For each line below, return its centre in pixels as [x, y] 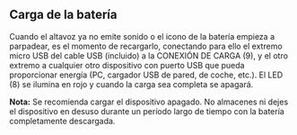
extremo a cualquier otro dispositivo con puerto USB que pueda [127, 65]
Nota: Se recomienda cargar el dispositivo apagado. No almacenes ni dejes [149, 102]
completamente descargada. [62, 121]
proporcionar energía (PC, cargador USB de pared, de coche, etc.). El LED [146, 75]
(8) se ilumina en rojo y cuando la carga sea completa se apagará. [131, 84]
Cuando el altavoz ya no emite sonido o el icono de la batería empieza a [142, 36]
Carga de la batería [63, 15]
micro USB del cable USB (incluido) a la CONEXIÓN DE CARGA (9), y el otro [149, 55]
